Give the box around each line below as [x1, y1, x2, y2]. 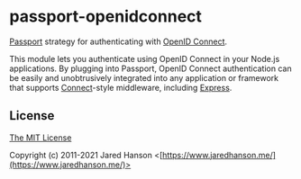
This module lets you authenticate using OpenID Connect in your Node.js [9, 53, 280, 64]
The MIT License [9, 132, 72, 143]
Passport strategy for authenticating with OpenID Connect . [9, 36, 228, 47]
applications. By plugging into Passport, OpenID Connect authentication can [9, 63, 292, 74]
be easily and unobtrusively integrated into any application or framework [9, 72, 279, 83]
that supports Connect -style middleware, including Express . [9, 82, 233, 93]
